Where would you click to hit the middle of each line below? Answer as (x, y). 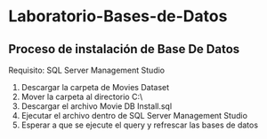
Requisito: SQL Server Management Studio (87, 70)
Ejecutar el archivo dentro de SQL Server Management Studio (134, 116)
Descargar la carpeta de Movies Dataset (95, 87)
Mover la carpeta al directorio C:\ (82, 97)
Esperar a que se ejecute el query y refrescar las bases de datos (140, 125)
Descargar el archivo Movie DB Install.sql (97, 106)
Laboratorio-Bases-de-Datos (118, 16)
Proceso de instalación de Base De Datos (124, 49)
